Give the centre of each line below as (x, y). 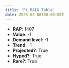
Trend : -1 (22, 45)
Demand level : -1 (30, 40)
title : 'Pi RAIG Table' (30, 10)
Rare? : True (25, 61)
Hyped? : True (27, 55)
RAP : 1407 (23, 29)
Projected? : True (30, 50)
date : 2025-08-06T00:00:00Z (35, 15)
